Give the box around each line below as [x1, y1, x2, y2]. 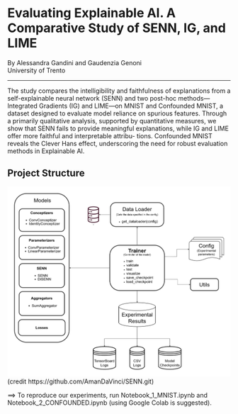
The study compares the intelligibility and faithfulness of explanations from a [7, 86, 231, 95]
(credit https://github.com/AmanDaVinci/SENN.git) [7, 377, 154, 386]
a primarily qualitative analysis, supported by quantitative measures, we [7, 116, 217, 125]
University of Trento [7, 66, 66, 74]
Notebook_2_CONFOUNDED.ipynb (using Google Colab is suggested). [7, 398, 212, 407]
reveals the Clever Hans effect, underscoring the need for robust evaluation [7, 139, 228, 147]
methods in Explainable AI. [7, 147, 85, 155]
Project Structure [7, 167, 85, 179]
